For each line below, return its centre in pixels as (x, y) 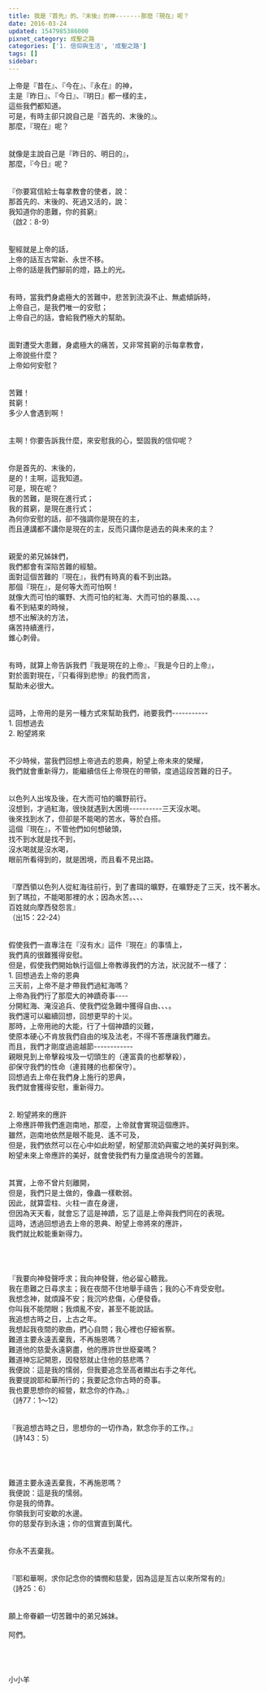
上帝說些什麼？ (33, 355)
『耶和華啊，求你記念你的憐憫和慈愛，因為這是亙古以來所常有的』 (119, 1578)
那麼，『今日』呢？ (39, 164)
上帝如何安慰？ (33, 365)
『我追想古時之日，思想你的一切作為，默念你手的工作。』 (103, 1428)
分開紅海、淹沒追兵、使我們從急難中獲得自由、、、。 (92, 1005)
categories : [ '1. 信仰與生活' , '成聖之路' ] (78, 46)
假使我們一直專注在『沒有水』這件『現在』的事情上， (97, 944)
